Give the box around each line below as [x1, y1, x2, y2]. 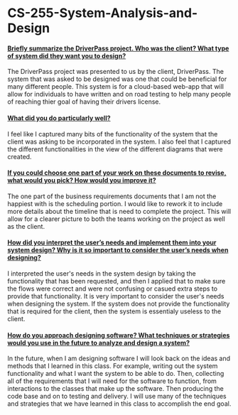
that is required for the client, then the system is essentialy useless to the [7, 307, 222, 316]
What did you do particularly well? [7, 114, 112, 122]
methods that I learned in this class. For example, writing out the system [7, 362, 218, 370]
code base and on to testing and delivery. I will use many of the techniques [7, 392, 227, 401]
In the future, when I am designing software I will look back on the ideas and [7, 354, 231, 363]
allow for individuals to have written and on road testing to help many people [7, 90, 232, 99]
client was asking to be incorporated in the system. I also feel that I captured [7, 137, 231, 146]
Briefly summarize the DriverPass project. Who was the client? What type [7, 44, 229, 53]
